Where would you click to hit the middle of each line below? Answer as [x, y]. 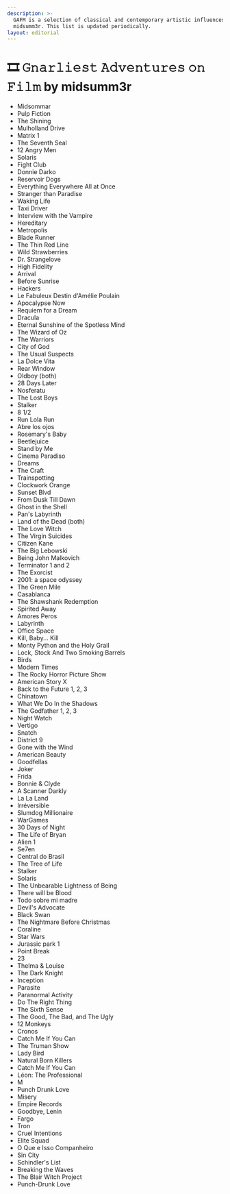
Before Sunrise [38, 281]
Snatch [27, 733]
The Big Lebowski [42, 551]
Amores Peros [37, 616]
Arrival [26, 274]
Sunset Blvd [34, 492]
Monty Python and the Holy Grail [63, 646]
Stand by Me [35, 449]
